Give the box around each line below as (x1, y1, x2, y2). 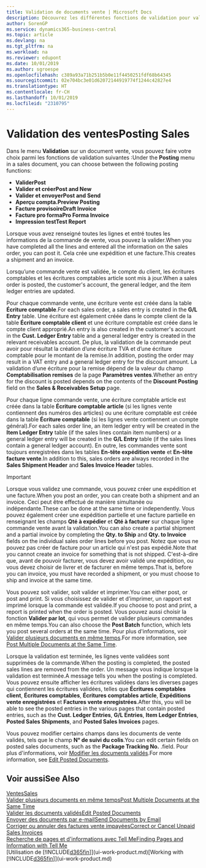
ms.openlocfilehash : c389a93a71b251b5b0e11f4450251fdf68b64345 (6, 72, 172, 78)
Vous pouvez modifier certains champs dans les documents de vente (6, 729, 181, 737)
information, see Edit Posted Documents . (6, 756, 110, 763)
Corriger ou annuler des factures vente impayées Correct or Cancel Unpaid (6, 823, 195, 830)
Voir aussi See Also (6, 773, 80, 784)
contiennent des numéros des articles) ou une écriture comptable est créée (6, 409, 197, 416)
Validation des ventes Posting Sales (6, 127, 190, 141)
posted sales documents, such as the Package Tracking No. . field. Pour (6, 743, 189, 750)
